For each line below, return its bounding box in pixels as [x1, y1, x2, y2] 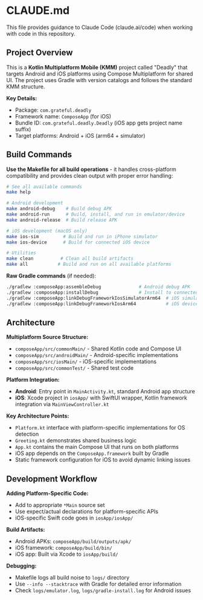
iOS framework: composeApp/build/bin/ [14, 544, 113, 552]
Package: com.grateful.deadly [14, 106, 92, 114]
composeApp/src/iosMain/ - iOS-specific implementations [14, 358, 157, 366]
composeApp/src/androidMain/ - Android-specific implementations [14, 352, 178, 359]
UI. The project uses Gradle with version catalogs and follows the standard [6, 76, 192, 83]
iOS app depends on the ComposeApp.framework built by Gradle [14, 450, 169, 457]
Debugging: [6, 563, 37, 570]
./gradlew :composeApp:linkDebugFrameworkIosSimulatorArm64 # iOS [6, 295, 180, 301]
